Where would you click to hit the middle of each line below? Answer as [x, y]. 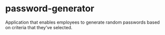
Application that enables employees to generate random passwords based [82, 22]
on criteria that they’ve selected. [39, 27]
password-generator [50, 9]
